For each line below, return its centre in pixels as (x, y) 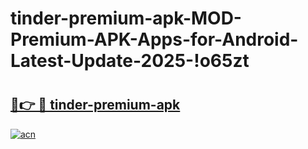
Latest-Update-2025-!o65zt (130, 61)
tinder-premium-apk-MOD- (126, 18)
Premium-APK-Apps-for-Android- (154, 39)
